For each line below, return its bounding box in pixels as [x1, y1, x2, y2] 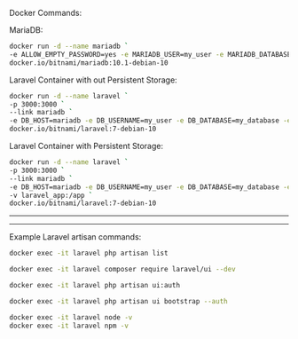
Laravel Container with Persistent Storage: [9, 141, 164, 151]
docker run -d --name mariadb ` [9, 42, 129, 51]
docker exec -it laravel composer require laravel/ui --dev [9, 265, 237, 274]
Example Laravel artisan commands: [9, 232, 142, 242]
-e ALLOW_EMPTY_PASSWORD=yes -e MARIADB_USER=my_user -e [9, 50, 224, 59]
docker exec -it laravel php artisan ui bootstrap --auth [9, 296, 228, 305]
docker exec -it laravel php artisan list [9, 248, 169, 258]
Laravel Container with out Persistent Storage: [9, 75, 177, 85]
